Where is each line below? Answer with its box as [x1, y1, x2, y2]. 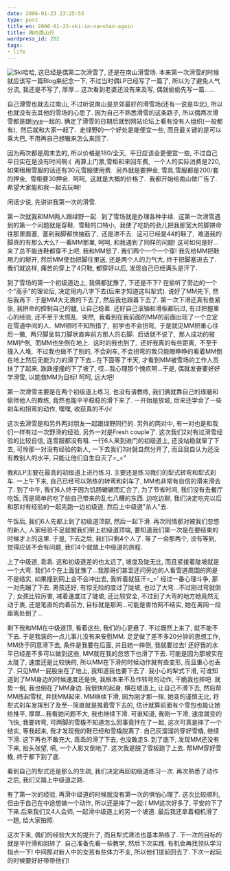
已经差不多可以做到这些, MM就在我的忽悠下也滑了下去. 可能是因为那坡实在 [12, 649, 224, 657]
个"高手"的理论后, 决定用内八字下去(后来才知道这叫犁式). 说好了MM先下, [7, 286, 211, 295]
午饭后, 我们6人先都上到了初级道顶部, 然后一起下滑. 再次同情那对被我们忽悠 [7, 517, 220, 525]
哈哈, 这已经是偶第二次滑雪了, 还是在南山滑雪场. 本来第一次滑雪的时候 [23, 68, 220, 76]
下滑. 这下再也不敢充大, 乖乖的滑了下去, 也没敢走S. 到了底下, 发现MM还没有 [7, 735, 220, 743]
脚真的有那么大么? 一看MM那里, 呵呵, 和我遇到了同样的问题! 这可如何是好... [7, 238, 219, 246]
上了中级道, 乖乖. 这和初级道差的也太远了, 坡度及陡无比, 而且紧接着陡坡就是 [7, 557, 220, 565]
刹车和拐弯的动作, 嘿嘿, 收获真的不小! [7, 405, 112, 413]
